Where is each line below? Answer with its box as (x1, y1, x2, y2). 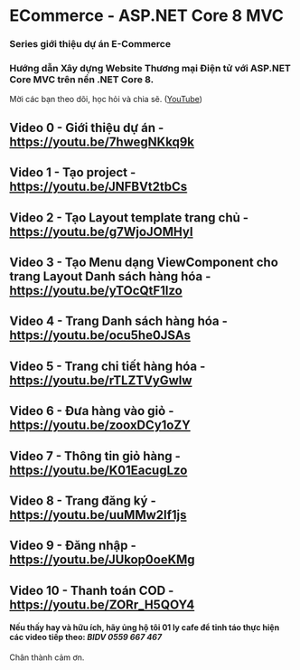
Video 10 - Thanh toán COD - (9, 582, 174, 598)
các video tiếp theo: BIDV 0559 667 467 (9, 632, 163, 643)
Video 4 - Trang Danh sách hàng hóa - (9, 314, 229, 329)
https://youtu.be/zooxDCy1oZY (9, 418, 192, 433)
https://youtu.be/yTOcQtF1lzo (9, 282, 183, 298)
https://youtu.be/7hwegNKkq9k (9, 134, 194, 149)
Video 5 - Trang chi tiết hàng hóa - (9, 358, 206, 373)
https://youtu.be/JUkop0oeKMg (9, 552, 196, 568)
